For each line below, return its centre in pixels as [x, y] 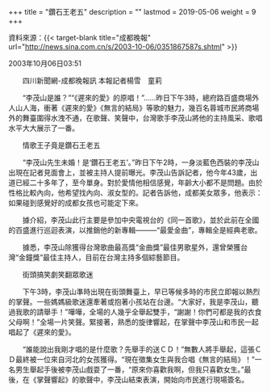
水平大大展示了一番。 [44, 128]
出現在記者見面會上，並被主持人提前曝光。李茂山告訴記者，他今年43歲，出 [133, 173]
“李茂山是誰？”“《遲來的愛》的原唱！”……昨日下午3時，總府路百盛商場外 [141, 98]
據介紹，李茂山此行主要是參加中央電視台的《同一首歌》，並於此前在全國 [141, 220]
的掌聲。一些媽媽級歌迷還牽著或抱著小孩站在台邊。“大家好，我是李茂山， [130, 302]
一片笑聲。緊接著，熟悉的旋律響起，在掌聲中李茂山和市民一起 [156, 322]
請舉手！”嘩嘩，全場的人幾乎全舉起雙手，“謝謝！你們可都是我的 [142, 312]
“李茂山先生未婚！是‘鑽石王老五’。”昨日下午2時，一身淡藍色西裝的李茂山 [141, 162]
